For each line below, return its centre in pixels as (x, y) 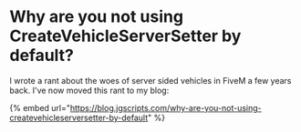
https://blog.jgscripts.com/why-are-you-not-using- (166, 107)
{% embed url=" (40, 107)
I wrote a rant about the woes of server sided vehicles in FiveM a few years (150, 80)
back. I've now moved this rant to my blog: (89, 90)
